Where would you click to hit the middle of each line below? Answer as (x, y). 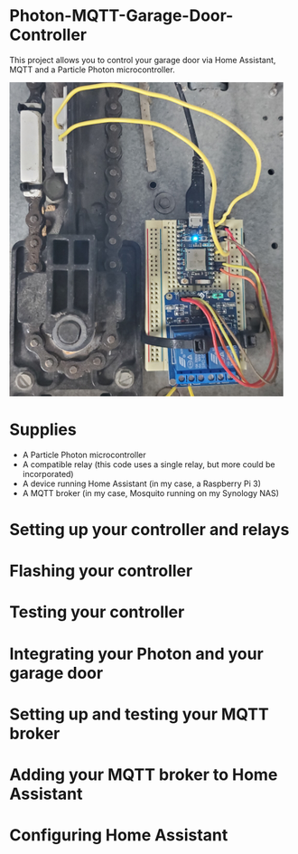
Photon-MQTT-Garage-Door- (121, 16)
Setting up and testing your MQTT (139, 714)
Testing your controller (97, 612)
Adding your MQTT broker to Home (144, 774)
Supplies (43, 430)
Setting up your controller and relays (149, 530)
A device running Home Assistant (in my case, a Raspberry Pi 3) (142, 483)
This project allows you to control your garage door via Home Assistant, (143, 60)
